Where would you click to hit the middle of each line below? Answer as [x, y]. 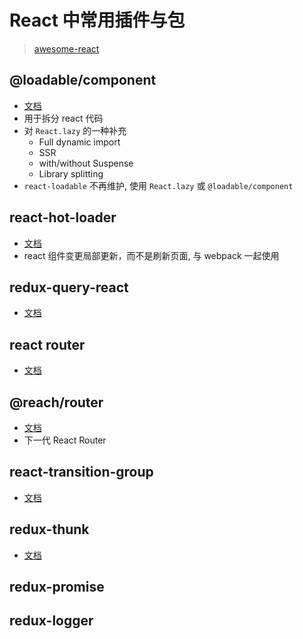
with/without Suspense [86, 163]
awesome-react [66, 48]
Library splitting [71, 173]
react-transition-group [81, 472]
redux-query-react [69, 287]
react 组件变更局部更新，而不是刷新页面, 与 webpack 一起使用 [151, 255]
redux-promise [57, 587]
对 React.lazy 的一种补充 [75, 130]
